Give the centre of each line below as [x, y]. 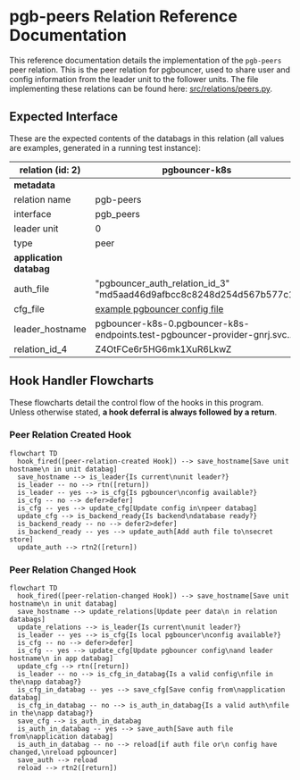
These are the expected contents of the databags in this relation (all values [147, 138]
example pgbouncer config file [159, 308]
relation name [42, 199]
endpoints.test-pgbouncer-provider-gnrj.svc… [195, 334]
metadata [34, 185]
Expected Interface [64, 117]
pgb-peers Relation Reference [124, 17]
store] [21, 539]
